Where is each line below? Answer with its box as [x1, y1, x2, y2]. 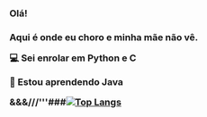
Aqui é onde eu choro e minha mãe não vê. [9, 30, 199, 43]
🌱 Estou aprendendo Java [9, 75, 124, 88]
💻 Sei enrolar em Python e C [9, 52, 137, 64]
